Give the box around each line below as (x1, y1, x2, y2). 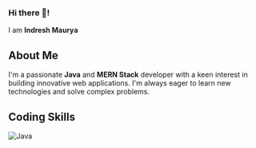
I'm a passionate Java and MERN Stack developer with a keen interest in (8, 70, 248, 79)
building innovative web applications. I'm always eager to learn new (8, 78, 231, 88)
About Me (8, 48, 58, 62)
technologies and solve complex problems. (8, 87, 150, 97)
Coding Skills (8, 110, 76, 123)
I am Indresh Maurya (8, 26, 78, 35)
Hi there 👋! (8, 7, 50, 18)
